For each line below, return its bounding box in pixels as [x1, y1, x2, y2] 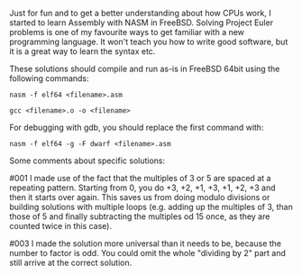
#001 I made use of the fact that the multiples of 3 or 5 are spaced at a [9, 173, 271, 183]
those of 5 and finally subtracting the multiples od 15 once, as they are [9, 211, 270, 222]
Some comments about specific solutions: [9, 155, 166, 166]
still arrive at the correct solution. [9, 257, 133, 268]
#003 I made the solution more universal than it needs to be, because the [9, 238, 282, 249]
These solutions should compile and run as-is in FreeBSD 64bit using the [9, 63, 280, 74]
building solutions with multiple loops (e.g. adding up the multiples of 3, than [9, 202, 293, 212]
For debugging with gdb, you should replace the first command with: [9, 122, 264, 133]
